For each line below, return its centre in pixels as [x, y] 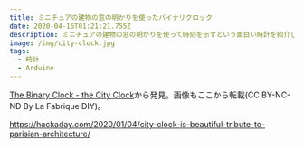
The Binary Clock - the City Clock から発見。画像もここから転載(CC [134, 95]
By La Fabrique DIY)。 [64, 106]
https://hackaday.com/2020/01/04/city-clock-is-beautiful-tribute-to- [138, 124]
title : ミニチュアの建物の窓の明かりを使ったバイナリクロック [111, 18]
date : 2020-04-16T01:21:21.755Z [70, 26]
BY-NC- [276, 95]
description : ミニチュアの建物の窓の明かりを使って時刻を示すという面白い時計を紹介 [150, 34]
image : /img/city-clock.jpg [62, 43]
